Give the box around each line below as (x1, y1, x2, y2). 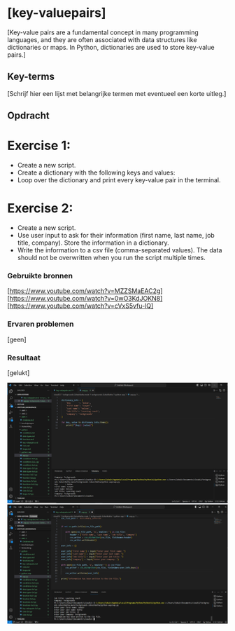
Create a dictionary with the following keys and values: (17, 168, 176, 177)
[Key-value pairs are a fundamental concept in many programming (7, 28, 199, 36)
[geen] (7, 335, 27, 344)
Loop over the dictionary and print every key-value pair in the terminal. (17, 176, 222, 184)
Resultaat (7, 353, 41, 362)
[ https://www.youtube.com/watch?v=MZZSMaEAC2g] (7, 287, 163, 295)
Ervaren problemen (7, 319, 75, 329)
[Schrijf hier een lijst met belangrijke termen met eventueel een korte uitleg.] (7, 89, 227, 97)
